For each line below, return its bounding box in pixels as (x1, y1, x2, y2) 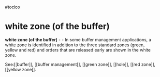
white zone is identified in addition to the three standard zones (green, (5, 42, 145, 48)
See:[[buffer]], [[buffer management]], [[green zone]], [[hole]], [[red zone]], (5, 61, 156, 67)
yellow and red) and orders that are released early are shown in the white (5, 47, 151, 52)
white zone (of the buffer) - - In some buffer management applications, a (5, 37, 151, 42)
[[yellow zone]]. (5, 66, 36, 72)
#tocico (5, 4, 20, 10)
